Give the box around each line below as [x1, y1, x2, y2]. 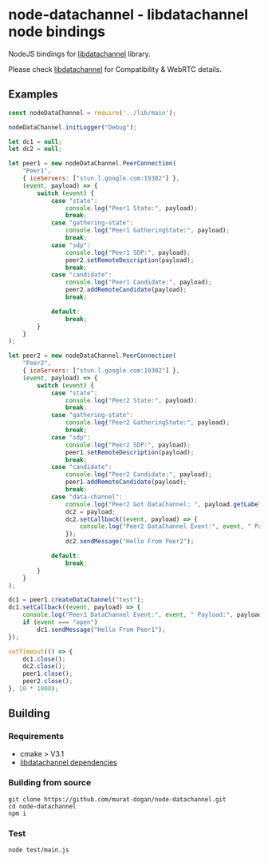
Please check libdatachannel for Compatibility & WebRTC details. [8, 64, 222, 73]
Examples [8, 88, 58, 101]
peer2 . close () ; [22, 677, 73, 685]
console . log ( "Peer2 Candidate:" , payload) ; [65, 471, 213, 479]
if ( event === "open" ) [22, 618, 98, 626]
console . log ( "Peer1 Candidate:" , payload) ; [65, 278, 213, 287]
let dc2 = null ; [8, 145, 62, 153]
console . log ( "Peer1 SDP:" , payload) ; [65, 248, 191, 256]
